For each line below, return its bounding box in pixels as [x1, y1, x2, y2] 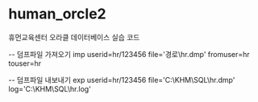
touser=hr [8, 58, 42, 68]
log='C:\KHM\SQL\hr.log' [8, 84, 91, 93]
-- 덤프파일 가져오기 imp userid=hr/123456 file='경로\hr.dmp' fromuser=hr [8, 49, 250, 59]
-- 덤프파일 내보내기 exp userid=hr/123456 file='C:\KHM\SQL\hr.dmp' [8, 75, 235, 84]
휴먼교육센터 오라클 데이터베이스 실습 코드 [8, 32, 140, 42]
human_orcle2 [8, 5, 106, 23]
